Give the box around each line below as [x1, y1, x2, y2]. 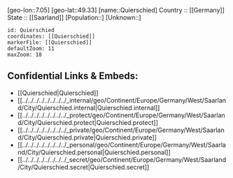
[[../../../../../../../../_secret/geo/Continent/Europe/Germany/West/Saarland [17, 155, 227, 163]
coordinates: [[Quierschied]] [7, 33, 96, 40]
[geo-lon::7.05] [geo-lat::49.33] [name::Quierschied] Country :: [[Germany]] [7, 6, 225, 14]
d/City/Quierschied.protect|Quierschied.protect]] [17, 118, 159, 126]
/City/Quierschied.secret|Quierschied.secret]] [17, 163, 150, 171]
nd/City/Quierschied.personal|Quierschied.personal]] [17, 148, 171, 156]
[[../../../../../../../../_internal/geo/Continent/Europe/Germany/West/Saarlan [17, 96, 226, 104]
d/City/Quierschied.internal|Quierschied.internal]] [17, 103, 160, 112]
